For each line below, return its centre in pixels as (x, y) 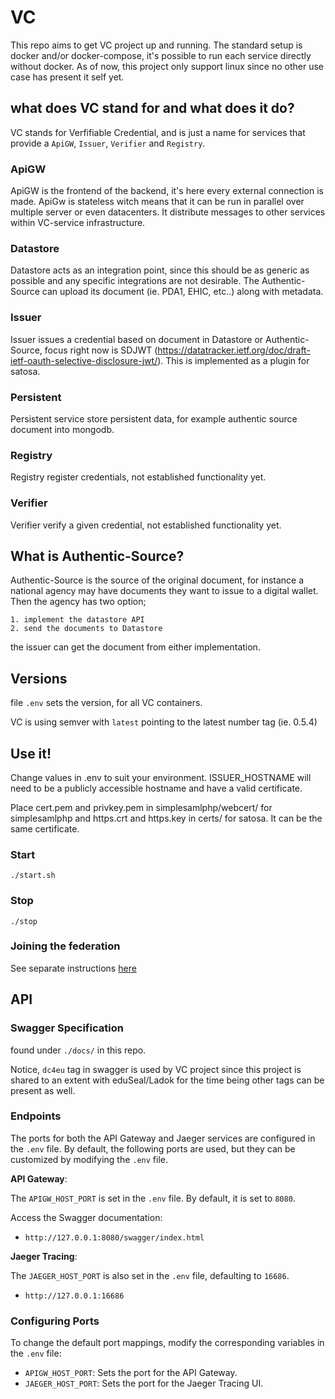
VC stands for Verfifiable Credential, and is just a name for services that (158, 132)
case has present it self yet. (67, 77)
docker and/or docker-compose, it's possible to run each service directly (161, 55)
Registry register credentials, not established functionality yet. (138, 477)
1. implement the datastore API (77, 620)
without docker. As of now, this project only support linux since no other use (167, 66)
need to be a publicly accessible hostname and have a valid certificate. (156, 788)
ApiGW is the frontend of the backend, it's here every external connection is (167, 191)
